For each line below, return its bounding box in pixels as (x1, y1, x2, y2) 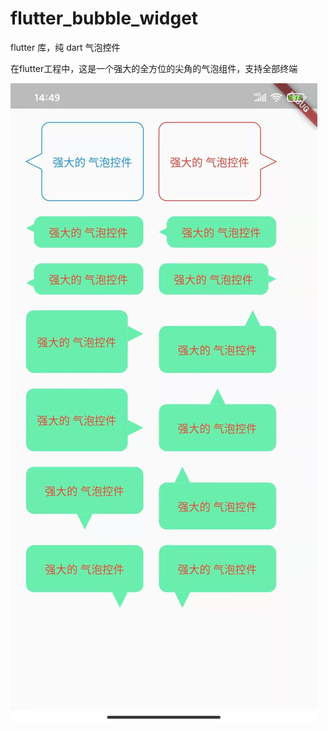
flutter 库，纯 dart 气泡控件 (10, 41, 121, 53)
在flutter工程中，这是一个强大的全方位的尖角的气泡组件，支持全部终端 (10, 62, 298, 74)
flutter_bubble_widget (10, 7, 199, 30)
